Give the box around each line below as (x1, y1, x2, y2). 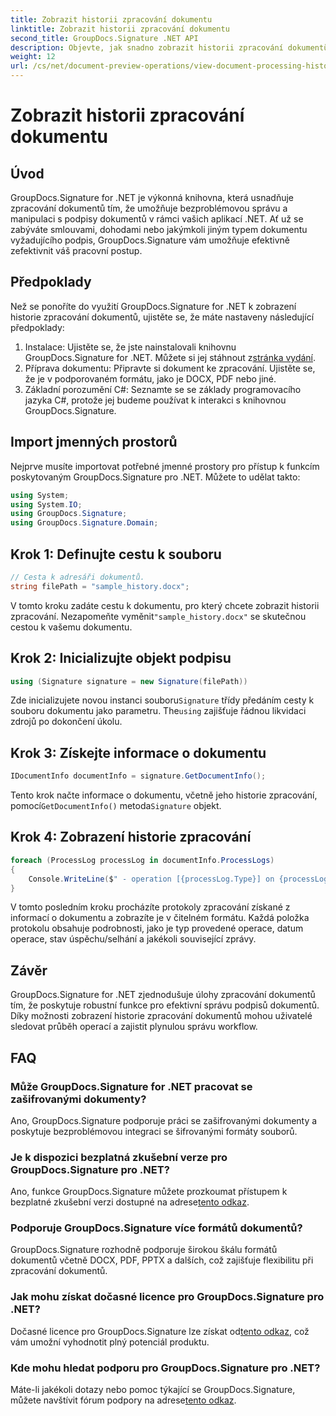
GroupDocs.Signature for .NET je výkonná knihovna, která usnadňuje (10, 192, 295, 203)
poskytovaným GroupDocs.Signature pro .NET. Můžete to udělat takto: (10, 471, 301, 483)
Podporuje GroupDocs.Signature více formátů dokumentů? (10, 1221, 303, 1235)
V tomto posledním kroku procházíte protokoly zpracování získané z (10, 901, 291, 913)
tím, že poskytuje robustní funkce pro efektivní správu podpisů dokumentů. (10, 999, 320, 1011)
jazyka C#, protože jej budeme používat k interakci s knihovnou (24, 394, 287, 406)
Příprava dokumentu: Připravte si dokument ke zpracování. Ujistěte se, (24, 362, 316, 374)
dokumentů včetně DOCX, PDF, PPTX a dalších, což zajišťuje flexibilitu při (10, 1254, 314, 1266)
